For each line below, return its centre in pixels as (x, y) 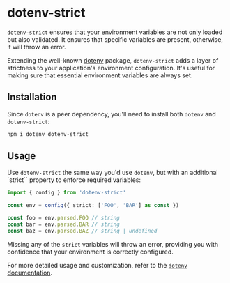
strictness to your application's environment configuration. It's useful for (111, 68)
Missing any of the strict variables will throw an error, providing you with (113, 244)
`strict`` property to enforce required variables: (74, 180)
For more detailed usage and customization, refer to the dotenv (98, 265)
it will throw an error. (37, 47)
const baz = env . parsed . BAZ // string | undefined (82, 231)
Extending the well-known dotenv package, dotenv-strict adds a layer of (113, 60)
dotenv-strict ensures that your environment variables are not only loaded (115, 32)
